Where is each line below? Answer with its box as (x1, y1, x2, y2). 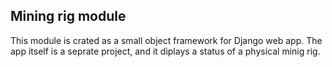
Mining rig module (10, 8, 127, 25)
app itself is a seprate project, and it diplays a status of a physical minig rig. (10, 45, 321, 57)
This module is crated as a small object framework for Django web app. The (10, 34, 323, 46)
